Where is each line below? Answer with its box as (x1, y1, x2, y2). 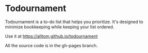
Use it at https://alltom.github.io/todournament (5, 33, 98, 39)
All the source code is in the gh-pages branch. (5, 42, 98, 48)
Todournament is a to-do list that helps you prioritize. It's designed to (5, 19, 144, 25)
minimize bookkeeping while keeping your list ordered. (5, 24, 115, 29)
